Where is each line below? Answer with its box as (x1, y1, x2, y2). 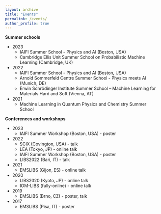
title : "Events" (5, 12, 38, 17)
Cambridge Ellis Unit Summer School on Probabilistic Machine (19, 54, 145, 60)
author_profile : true (5, 21, 50, 26)
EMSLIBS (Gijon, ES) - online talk (19, 167, 86, 173)
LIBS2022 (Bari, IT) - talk (19, 157, 70, 162)
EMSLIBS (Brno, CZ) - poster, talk (19, 193, 87, 199)
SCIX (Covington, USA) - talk (19, 141, 78, 147)
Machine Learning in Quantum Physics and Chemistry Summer (19, 101, 147, 107)
